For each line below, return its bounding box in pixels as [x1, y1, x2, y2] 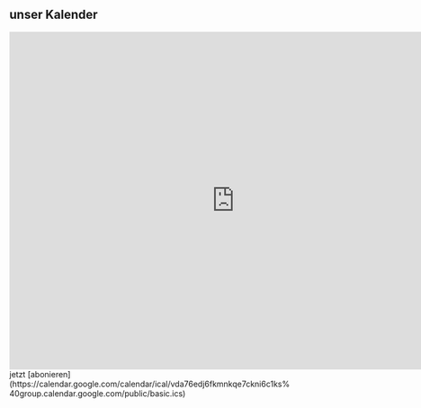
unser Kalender [9, 7, 98, 23]
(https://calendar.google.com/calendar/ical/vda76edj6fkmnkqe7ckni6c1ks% [9, 378, 291, 389]
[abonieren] [27, 368, 71, 379]
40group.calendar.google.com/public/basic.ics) [9, 387, 186, 399]
